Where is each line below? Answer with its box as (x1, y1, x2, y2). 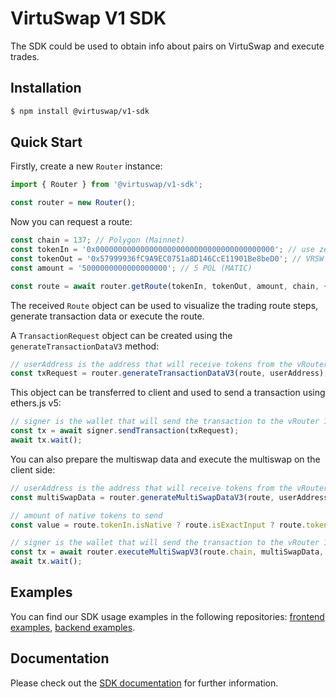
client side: (10, 463, 56, 476)
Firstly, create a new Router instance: (10, 160, 163, 172)
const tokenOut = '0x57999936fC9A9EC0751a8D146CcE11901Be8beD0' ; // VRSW (10, 253, 325, 264)
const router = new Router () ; (10, 198, 137, 208)
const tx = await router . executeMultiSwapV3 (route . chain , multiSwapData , (10, 547, 325, 557)
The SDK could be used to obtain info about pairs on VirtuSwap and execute (10, 40, 325, 52)
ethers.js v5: (10, 397, 62, 409)
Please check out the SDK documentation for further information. (10, 677, 279, 689)
